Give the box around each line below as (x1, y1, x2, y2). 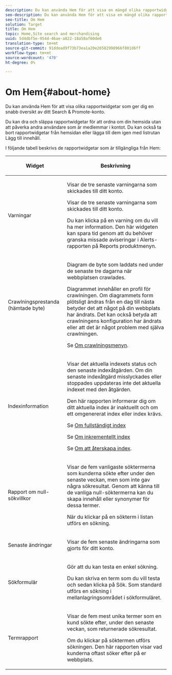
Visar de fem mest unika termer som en (67, 613, 162, 620)
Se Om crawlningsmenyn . (67, 342, 129, 349)
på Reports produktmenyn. (92, 243, 157, 250)
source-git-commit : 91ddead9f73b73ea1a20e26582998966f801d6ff (5, 46, 141, 51)
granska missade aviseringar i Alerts (67, 236, 155, 243)
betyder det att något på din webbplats (67, 305, 160, 312)
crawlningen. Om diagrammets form (67, 292, 154, 299)
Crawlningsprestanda (8, 298, 60, 305)
